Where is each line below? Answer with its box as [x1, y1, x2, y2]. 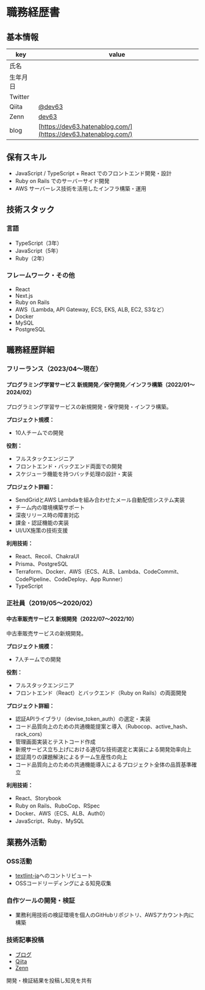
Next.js [15, 292, 34, 299]
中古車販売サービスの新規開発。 [6, 630, 87, 637]
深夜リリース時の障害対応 [15, 511, 80, 519]
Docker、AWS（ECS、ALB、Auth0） [15, 810, 109, 817]
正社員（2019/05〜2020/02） [6, 599, 96, 607]
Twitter [9, 93, 29, 101]
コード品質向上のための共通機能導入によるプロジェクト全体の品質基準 [15, 761, 192, 768]
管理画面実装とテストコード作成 [15, 738, 96, 745]
